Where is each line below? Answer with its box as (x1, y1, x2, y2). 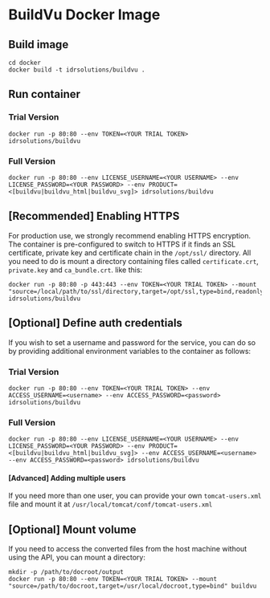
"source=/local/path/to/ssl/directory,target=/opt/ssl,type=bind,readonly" (8, 287, 268, 295)
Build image (8, 38, 69, 51)
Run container (8, 87, 81, 101)
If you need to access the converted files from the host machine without (8, 544, 247, 554)
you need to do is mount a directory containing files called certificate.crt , (8, 256, 259, 266)
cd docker (8, 59, 42, 67)
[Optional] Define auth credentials (8, 316, 183, 330)
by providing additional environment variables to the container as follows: (8, 346, 252, 356)
